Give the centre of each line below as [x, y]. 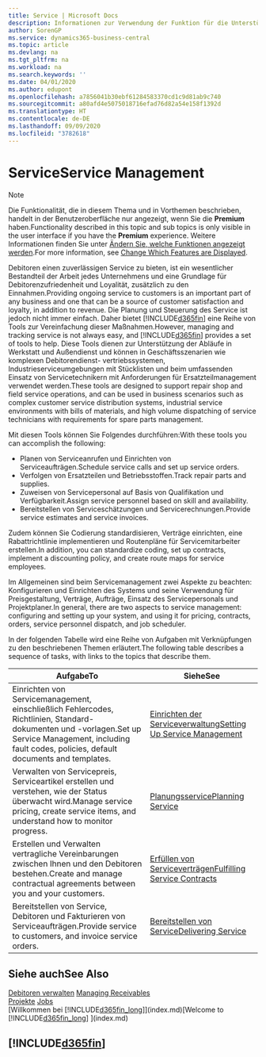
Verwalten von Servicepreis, [65, 772]
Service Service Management [106, 172]
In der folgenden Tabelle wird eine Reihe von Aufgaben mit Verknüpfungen [130, 639]
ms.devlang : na [33, 52]
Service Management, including [71, 738]
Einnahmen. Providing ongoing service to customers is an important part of [130, 293]
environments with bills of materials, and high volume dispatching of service [132, 411]
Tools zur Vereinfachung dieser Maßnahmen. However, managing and [121, 327]
